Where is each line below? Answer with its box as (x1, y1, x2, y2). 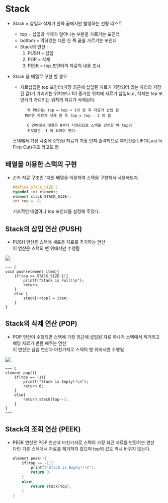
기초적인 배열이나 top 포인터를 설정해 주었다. (12, 208, 100, 214)
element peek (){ (12, 456, 47, 461)
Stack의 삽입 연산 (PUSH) (5, 225, 82, 233)
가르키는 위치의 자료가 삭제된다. (33, 96, 96, 102)
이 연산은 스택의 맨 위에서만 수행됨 (12, 245, 80, 251)
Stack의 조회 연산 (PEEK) (5, 425, 81, 434)
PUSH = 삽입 (27, 50, 54, 56)
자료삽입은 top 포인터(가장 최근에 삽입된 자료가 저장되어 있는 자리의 (20, 84, 152, 90)
